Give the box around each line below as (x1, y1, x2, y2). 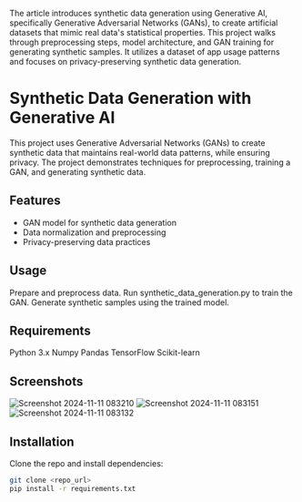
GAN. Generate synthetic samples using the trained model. (9, 296, 230, 308)
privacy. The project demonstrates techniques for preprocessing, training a (9, 157, 291, 168)
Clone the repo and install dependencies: (9, 458, 164, 468)
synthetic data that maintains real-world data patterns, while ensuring (9, 147, 271, 158)
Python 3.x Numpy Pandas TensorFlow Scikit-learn (9, 347, 200, 358)
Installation (9, 434, 75, 449)
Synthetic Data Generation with (9, 88, 252, 108)
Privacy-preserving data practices (22, 236, 151, 247)
